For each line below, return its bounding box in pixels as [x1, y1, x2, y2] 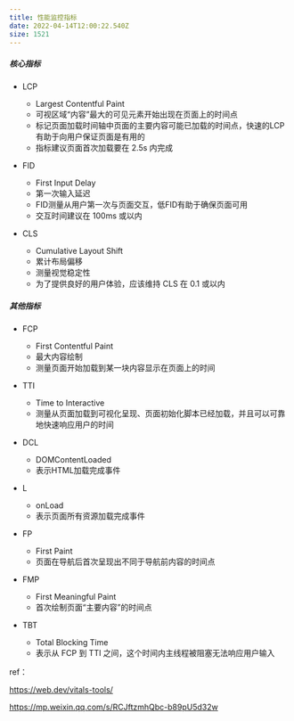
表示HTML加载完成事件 [35, 465, 121, 476]
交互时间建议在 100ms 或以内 [35, 210, 143, 221]
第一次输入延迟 [35, 188, 91, 199]
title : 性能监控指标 [9, 12, 78, 22]
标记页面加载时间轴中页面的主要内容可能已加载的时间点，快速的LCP [35, 120, 285, 131]
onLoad [35, 500, 64, 511]
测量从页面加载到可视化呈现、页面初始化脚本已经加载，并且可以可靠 [35, 408, 286, 419]
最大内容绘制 [35, 351, 83, 362]
